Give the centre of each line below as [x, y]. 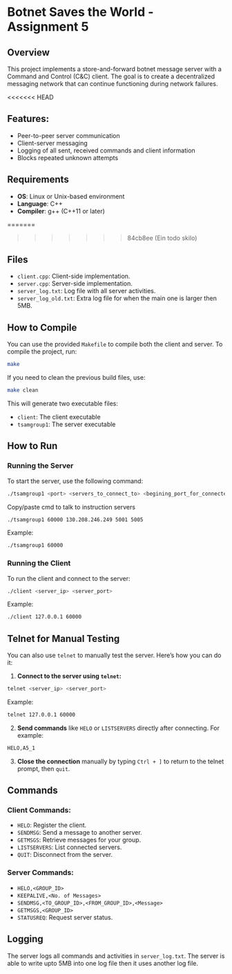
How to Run [32, 446]
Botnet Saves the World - [80, 12]
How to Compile [42, 328]
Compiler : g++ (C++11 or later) [61, 211]
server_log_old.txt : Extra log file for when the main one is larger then [117, 298]
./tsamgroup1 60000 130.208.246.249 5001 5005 [75, 520]
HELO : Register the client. [52, 825]
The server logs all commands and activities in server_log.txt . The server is [116, 956]
